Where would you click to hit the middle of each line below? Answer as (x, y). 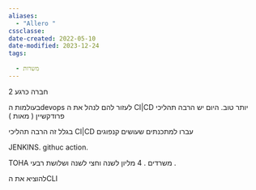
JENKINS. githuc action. (49, 147)
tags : (17, 53)
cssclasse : (27, 31)
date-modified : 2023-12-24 (54, 46)
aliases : (23, 16)
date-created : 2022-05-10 (52, 38)
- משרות (28, 69)
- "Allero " (36, 23)
